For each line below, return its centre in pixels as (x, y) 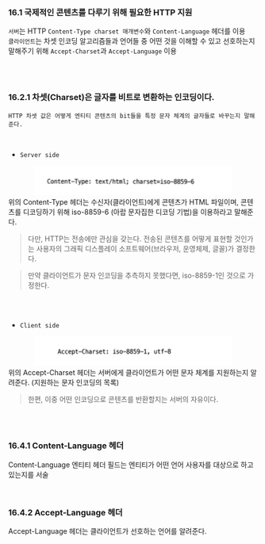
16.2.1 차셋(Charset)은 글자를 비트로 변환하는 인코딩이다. (111, 98)
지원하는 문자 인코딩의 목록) (77, 383)
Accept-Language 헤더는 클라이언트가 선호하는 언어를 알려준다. (108, 531)
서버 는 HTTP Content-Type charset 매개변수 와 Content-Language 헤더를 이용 (127, 31)
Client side (39, 325)
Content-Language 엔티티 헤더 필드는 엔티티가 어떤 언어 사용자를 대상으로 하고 (131, 465)
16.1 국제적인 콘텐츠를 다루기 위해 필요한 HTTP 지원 (100, 12)
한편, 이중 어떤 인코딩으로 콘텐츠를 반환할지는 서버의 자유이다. (123, 400)
